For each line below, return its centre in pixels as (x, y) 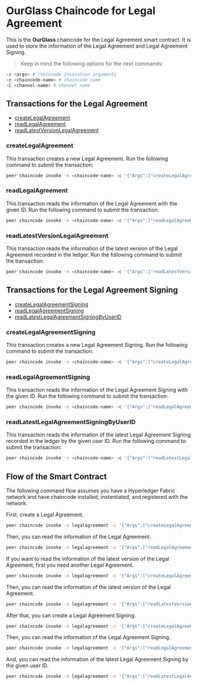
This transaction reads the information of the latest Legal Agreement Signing (98, 435)
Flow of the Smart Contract (57, 476)
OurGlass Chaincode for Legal (81, 11)
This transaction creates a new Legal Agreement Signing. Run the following (97, 345)
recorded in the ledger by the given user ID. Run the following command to (96, 441)
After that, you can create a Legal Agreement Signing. (71, 615)
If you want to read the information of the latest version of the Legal (88, 558)
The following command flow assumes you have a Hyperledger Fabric (91, 491)
